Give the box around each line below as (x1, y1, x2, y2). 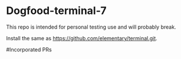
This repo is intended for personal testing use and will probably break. (6, 23, 176, 30)
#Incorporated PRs (6, 46, 52, 53)
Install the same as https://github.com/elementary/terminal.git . (6, 34, 157, 41)
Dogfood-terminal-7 (6, 4, 107, 18)
